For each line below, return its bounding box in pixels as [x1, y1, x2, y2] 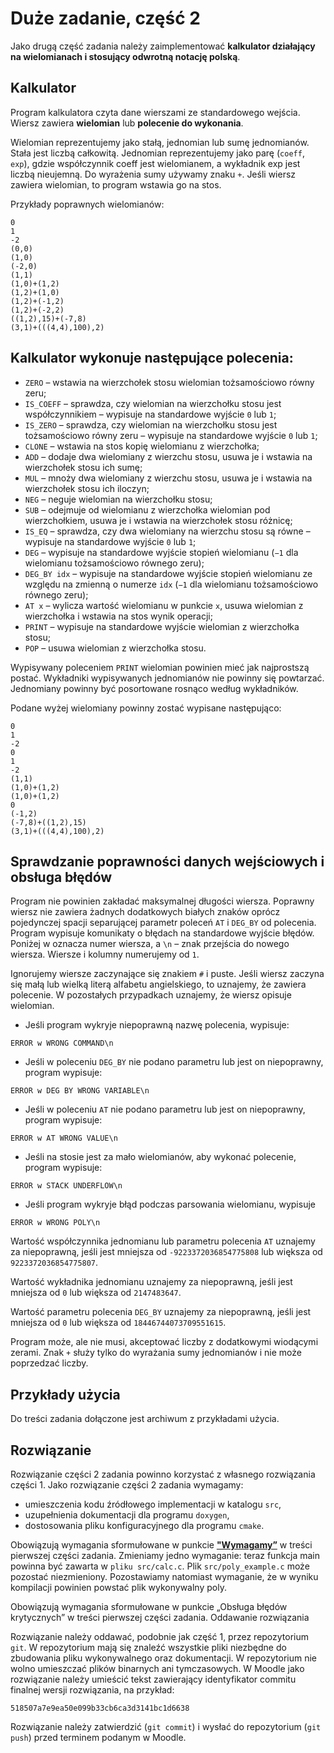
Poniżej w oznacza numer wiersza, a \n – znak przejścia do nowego [10, 938, 290, 950]
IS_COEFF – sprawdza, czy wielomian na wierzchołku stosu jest [24, 397, 282, 409]
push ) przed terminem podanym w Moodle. [10, 1732, 187, 1743]
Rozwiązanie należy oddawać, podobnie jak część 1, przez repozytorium [10, 1631, 310, 1642]
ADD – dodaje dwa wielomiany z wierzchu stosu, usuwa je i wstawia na [24, 450, 313, 462]
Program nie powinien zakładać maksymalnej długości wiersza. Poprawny [10, 895, 315, 907]
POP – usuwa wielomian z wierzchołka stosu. [24, 642, 207, 654]
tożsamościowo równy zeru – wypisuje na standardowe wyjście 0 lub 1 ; [24, 429, 318, 441]
